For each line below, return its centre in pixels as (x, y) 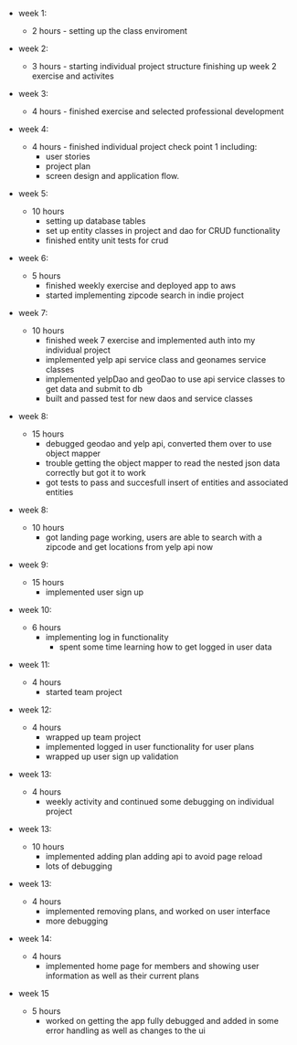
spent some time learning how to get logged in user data (165, 647)
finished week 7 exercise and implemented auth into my (150, 340)
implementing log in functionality (107, 637)
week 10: (35, 610)
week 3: (33, 94)
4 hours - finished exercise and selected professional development (158, 111)
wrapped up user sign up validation (112, 756)
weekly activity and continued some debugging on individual (159, 802)
